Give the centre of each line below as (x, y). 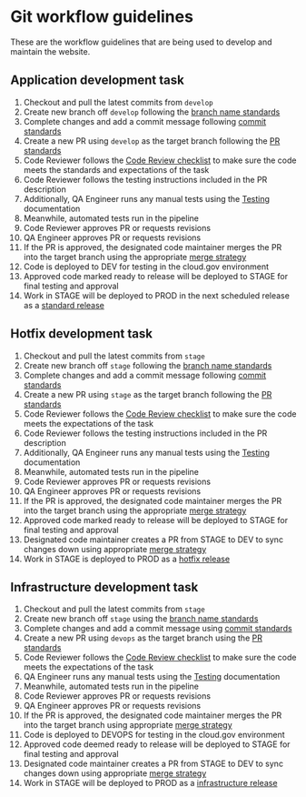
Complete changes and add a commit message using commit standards (158, 629)
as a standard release (64, 305)
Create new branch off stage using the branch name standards (141, 619)
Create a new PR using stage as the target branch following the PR (148, 394)
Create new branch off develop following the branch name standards (152, 112)
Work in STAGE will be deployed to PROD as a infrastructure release (150, 783)
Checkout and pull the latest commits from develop (118, 102)
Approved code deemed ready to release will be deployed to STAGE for (157, 744)
